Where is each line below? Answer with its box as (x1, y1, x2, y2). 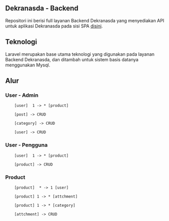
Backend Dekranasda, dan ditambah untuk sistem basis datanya (5, 56, 139, 62)
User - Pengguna (5, 141, 48, 149)
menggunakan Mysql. (5, 62, 50, 68)
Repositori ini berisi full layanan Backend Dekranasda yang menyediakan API (5, 17, 164, 23)
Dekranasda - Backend (5, 4, 79, 13)
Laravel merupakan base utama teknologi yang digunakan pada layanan (5, 51, 155, 57)
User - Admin (5, 91, 39, 98)
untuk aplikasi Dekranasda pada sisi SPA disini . (5, 23, 103, 29)
